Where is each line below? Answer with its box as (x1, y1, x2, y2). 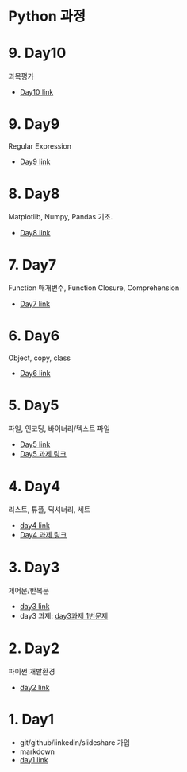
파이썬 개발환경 (8, 666, 55, 676)
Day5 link (19, 439, 51, 449)
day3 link (19, 601, 50, 611)
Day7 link (19, 299, 51, 308)
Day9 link (19, 157, 51, 167)
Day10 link (19, 87, 54, 97)
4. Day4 (8, 478, 61, 495)
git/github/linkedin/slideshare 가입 (19, 737, 131, 747)
